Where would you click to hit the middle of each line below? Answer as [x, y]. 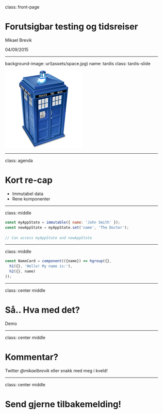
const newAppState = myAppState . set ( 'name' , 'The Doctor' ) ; [67, 227]
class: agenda [19, 161]
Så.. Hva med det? [42, 310]
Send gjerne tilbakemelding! [63, 404]
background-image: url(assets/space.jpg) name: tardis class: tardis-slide [78, 63]
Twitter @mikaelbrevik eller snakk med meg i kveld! [57, 370]
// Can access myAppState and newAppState [49, 238]
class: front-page [22, 7]
